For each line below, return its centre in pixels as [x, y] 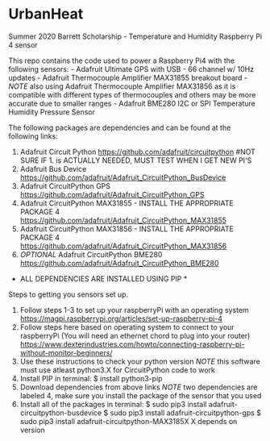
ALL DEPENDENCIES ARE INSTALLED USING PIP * [104, 278]
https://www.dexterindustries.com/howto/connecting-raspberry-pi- [132, 344]
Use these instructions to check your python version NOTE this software [140, 361]
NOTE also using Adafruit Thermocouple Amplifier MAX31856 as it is [122, 86]
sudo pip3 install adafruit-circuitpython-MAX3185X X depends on [129, 421]
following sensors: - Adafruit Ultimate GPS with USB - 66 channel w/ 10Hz [131, 69]
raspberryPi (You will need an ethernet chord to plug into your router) [135, 335]
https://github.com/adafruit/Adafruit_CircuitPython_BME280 [119, 263]
